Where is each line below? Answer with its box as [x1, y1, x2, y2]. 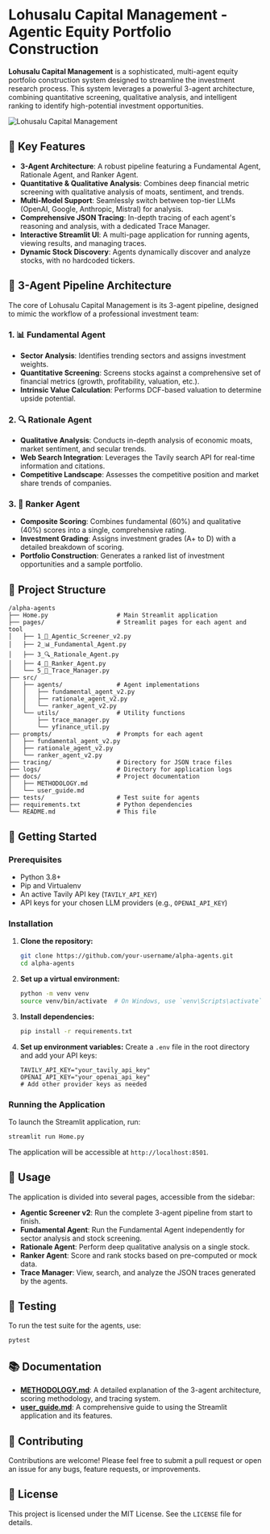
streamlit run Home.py [8, 1133, 85, 1141]
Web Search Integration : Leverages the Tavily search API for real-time [19, 453, 255, 463]
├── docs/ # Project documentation [8, 772, 200, 781]
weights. [19, 359, 49, 368]
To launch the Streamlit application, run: [8, 1116, 141, 1126]
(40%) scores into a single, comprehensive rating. [19, 526, 187, 535]
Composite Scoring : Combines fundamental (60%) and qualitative [19, 517, 242, 526]
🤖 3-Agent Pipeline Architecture [8, 279, 172, 293]
